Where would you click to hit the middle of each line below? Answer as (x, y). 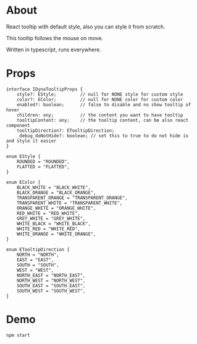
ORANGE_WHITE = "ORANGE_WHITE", (56, 208)
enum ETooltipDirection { (38, 249)
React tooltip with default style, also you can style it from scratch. (86, 27)
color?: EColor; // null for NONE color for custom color (100, 99)
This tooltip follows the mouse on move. (55, 38)
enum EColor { (24, 182)
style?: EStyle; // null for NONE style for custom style (100, 94)
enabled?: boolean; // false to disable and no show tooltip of (104, 105)
